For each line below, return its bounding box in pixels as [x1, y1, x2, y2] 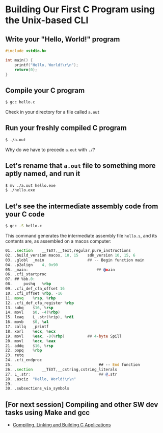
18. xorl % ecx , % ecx [5, 329, 56, 334]
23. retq [5, 353, 24, 358]
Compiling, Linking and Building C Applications [12, 422, 111, 428]
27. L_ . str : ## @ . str [5, 372, 117, 377]
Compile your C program [5, 86, 85, 95]
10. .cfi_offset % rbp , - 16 [5, 291, 63, 296]
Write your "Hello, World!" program [5, 35, 120, 44]
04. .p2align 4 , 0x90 [5, 262, 58, 267]
